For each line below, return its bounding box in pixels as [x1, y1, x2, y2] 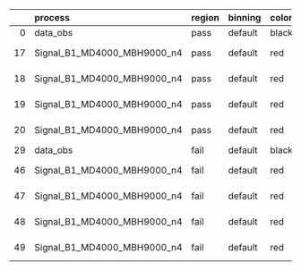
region [191, 12, 219, 23]
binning [228, 12, 262, 23]
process [34, 12, 70, 23]
